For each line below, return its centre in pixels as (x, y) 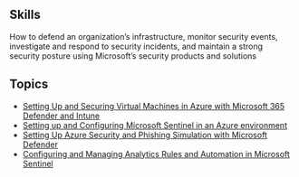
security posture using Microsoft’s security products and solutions (133, 56)
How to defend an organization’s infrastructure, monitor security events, (144, 36)
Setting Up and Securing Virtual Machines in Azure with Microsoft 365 (154, 106)
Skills (25, 15)
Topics (29, 84)
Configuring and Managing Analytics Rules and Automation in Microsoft (156, 154)
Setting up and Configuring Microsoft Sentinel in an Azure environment (155, 125)
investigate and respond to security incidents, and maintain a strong (136, 46)
